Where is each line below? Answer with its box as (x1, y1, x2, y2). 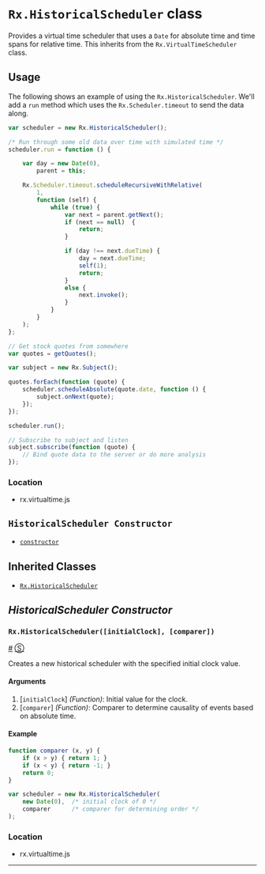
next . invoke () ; (78, 291, 129, 299)
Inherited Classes (8, 559, 97, 573)
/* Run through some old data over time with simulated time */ (8, 138, 224, 146)
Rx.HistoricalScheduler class (8, 5, 203, 23)
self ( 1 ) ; (78, 262, 108, 270)
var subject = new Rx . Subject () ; (8, 364, 118, 372)
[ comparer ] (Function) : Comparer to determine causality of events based (19, 702, 254, 712)
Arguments (8, 677, 47, 687)
